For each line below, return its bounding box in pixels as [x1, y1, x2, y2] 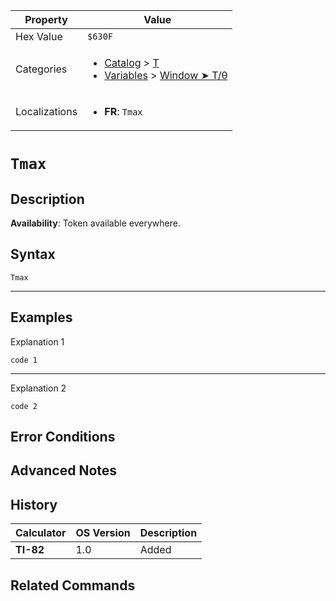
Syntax [10, 246, 56, 263]
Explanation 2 [10, 382, 67, 394]
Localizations [15, 105, 78, 118]
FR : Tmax [104, 105, 143, 118]
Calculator [15, 526, 67, 540]
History [10, 496, 58, 513]
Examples [10, 309, 73, 326]
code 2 [10, 401, 38, 411]
